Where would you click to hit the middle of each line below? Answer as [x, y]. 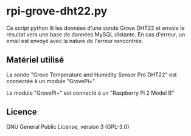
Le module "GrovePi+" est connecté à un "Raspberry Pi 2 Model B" [90, 93]
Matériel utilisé [35, 60]
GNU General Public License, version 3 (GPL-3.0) [68, 126]
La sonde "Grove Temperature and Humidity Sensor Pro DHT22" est [92, 75]
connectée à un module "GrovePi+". [51, 81]
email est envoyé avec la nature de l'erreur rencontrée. [75, 41]
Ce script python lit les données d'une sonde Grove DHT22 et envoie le [95, 28]
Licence [22, 112]
